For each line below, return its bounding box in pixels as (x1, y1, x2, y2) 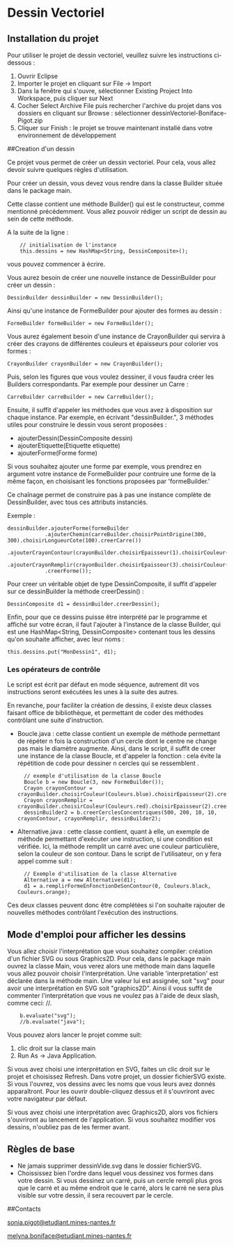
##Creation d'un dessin (7, 145, 75, 152)
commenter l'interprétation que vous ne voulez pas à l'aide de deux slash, (7, 991, 219, 1000)
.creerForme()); (44, 567, 92, 574)
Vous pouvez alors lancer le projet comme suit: (7, 1030, 142, 1039)
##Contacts (7, 1205, 41, 1213)
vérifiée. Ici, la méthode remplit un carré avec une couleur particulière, (17, 842, 219, 851)
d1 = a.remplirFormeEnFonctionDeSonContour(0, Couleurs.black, (24, 883, 211, 890)
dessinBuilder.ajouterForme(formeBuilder (7, 525, 130, 532)
